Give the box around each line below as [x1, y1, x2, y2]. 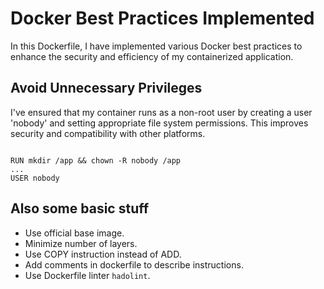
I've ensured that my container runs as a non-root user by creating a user [10, 106, 313, 118]
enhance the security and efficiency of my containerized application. [10, 50, 294, 62]
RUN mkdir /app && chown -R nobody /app [10, 155, 182, 166]
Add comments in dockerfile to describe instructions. [24, 258, 244, 271]
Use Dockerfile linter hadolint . [24, 269, 151, 281]
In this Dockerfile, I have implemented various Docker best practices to [10, 40, 303, 52]
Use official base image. [24, 227, 125, 239]
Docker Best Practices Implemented [10, 7, 315, 30]
